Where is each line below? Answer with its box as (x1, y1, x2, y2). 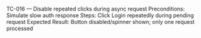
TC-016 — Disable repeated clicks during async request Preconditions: (6, 6, 185, 12)
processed (6, 25, 34, 32)
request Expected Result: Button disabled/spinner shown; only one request (6, 18, 195, 25)
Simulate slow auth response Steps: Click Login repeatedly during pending (6, 12, 194, 19)
